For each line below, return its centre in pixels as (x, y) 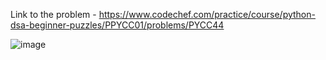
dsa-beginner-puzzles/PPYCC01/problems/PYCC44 (117, 25)
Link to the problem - (53, 14)
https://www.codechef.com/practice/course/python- (207, 14)
